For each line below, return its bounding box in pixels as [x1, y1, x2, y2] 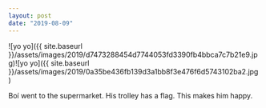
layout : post [8, 11, 52, 20]
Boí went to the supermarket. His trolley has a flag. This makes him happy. [8, 90, 253, 100]
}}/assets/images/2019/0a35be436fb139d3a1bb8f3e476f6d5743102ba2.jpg [8, 66, 259, 76]
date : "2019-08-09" [8, 19, 74, 27]
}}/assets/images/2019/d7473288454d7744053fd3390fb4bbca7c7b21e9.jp [8, 50, 258, 59]
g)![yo [8, 58, 28, 68]
